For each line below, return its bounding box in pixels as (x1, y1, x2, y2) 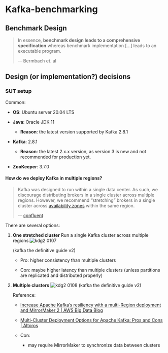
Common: (5, 99, 26, 105)
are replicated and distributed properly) (20, 272, 103, 278)
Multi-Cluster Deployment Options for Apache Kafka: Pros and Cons (20, 317, 163, 323)
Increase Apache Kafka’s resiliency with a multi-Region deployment (20, 302, 161, 308)
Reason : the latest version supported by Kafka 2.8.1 (20, 128, 128, 135)
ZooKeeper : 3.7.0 (12, 163, 50, 169)
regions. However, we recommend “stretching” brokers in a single (17, 197, 155, 203)
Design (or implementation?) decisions (5, 73, 131, 81)
